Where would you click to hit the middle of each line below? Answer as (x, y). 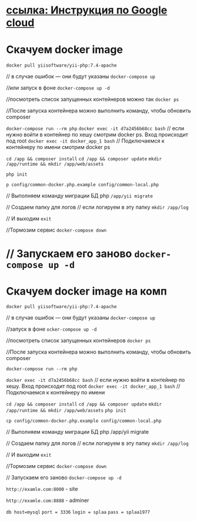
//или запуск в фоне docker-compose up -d (58, 88)
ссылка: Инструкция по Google (87, 10)
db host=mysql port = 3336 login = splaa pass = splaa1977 (78, 512)
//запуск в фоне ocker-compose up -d (51, 329)
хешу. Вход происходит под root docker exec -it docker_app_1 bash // (93, 386)
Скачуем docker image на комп (87, 291)
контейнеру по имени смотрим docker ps (58, 147)
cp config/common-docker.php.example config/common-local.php (84, 421)
